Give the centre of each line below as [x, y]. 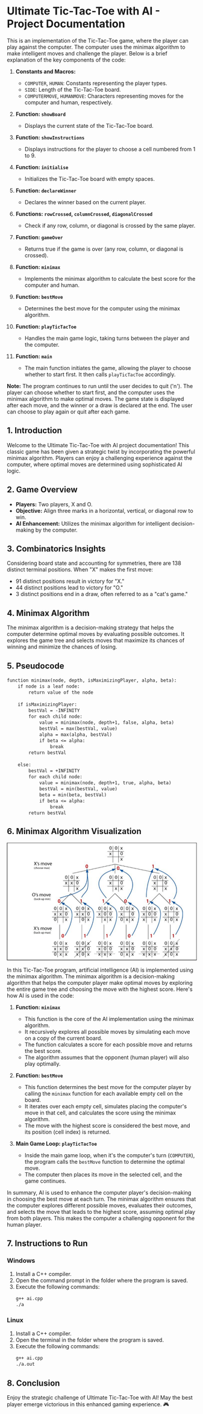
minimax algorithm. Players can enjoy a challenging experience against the [99, 458]
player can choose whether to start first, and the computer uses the [91, 392]
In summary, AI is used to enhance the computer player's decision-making [99, 1192]
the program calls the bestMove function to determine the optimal [105, 1161]
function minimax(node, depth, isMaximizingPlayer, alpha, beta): [92, 680]
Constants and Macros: [45, 71]
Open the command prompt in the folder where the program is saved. [102, 1280]
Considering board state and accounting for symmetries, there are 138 [94, 563]
